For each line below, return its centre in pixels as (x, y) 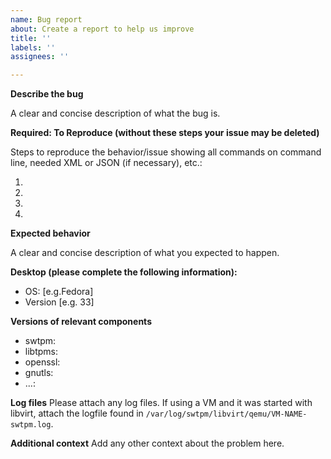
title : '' (31, 38)
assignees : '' (40, 57)
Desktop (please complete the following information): (124, 272)
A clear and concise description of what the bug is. (115, 113)
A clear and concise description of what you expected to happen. (145, 253)
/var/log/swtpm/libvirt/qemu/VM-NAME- (226, 414)
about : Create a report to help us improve (102, 29)
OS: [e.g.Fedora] (59, 292)
